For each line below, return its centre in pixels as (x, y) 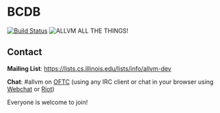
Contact (25, 52)
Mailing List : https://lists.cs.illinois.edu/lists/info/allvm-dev (90, 68)
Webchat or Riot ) (31, 88)
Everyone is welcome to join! (47, 102)
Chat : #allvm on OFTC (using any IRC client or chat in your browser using (110, 82)
